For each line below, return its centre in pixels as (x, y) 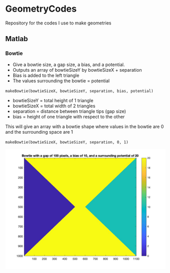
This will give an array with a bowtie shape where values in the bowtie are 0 (84, 126)
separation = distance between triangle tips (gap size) (69, 111)
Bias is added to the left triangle (46, 75)
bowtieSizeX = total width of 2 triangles (54, 106)
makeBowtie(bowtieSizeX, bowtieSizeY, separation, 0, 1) (67, 142)
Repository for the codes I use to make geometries (58, 23)
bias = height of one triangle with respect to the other (69, 116)
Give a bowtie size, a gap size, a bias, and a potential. (69, 65)
